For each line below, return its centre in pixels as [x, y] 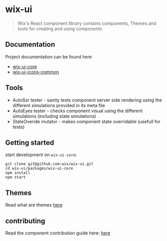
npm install [18, 173]
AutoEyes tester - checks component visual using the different [77, 111]
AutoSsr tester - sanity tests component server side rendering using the [87, 100]
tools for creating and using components [60, 28]
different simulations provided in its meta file [59, 105]
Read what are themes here [34, 205]
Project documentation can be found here [49, 57]
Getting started [30, 142]
